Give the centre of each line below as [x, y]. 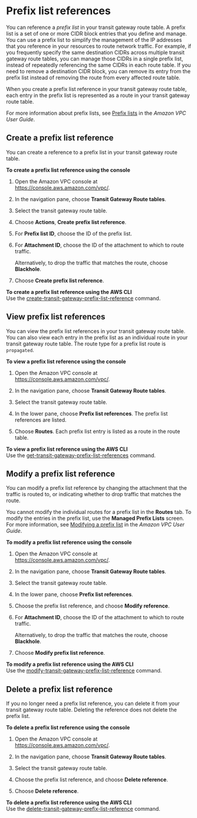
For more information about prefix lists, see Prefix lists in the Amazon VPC [96, 113]
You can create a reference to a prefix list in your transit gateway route [92, 152]
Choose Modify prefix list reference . [60, 653]
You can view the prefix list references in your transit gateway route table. [96, 331]
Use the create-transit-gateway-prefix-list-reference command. [83, 298]
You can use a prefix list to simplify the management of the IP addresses [94, 40]
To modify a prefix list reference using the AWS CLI [70, 664]
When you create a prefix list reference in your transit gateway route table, [96, 89]
